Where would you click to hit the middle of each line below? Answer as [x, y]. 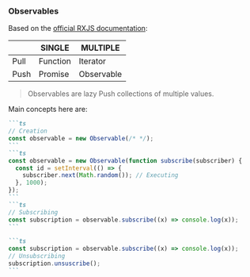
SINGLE [55, 48]
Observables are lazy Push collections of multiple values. [121, 94]
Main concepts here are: [48, 110]
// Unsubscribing [37, 256]
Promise [54, 75]
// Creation [28, 131]
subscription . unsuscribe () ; [55, 264]
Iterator [93, 61]
